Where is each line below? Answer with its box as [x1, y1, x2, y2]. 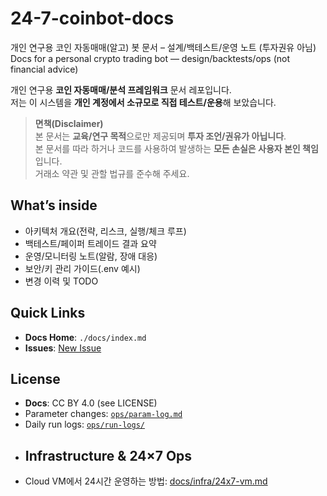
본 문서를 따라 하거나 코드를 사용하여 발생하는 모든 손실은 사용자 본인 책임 [34, 142, 319, 154]
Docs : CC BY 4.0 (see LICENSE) [24, 397, 158, 409]
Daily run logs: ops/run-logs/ [24, 418, 145, 431]
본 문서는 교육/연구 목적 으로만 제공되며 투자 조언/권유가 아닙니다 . [34, 130, 287, 142]
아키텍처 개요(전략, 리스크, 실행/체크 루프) [24, 225, 187, 237]
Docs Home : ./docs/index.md [24, 331, 147, 343]
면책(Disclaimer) [34, 117, 104, 129]
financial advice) [10, 63, 79, 75]
